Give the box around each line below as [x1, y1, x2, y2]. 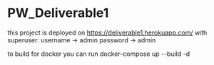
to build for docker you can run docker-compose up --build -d [7, 49, 190, 58]
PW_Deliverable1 [7, 5, 109, 21]
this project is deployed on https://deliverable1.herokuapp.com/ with [7, 28, 208, 37]
